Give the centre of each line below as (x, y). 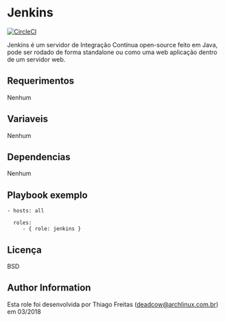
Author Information (49, 288)
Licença (25, 250)
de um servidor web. (36, 59)
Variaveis (27, 119)
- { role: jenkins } (51, 229)
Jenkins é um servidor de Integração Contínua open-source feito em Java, (113, 45)
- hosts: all (26, 211)
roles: (23, 223)
